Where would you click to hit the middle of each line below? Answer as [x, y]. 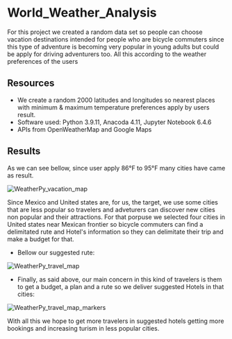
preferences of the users [43, 61]
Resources [31, 84]
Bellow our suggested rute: [56, 252]
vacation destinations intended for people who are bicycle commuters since [116, 39]
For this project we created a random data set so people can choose [105, 32]
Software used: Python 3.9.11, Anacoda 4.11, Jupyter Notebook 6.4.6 [114, 122]
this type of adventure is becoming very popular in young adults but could [113, 46]
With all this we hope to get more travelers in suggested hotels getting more [116, 321]
